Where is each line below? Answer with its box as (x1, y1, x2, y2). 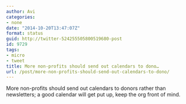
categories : (6, 14, 35, 20)
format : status (6, 31, 44, 36)
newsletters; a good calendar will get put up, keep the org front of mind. (6, 91, 181, 98)
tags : (6, 47, 19, 53)
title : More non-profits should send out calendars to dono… (6, 63, 160, 69)
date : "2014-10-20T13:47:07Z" (6, 25, 81, 31)
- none (6, 19, 22, 25)
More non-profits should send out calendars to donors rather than (6, 85, 166, 92)
